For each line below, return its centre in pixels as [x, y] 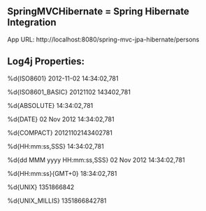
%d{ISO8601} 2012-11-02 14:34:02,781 [63, 78]
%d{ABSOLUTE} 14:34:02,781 [50, 105]
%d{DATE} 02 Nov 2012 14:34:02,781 [61, 119]
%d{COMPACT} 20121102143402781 [60, 132]
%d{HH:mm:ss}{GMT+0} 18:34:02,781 [62, 173]
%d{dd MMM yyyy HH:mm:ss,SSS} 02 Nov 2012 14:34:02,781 [96, 160]
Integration [32, 23]
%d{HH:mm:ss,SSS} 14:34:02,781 [56, 146]
